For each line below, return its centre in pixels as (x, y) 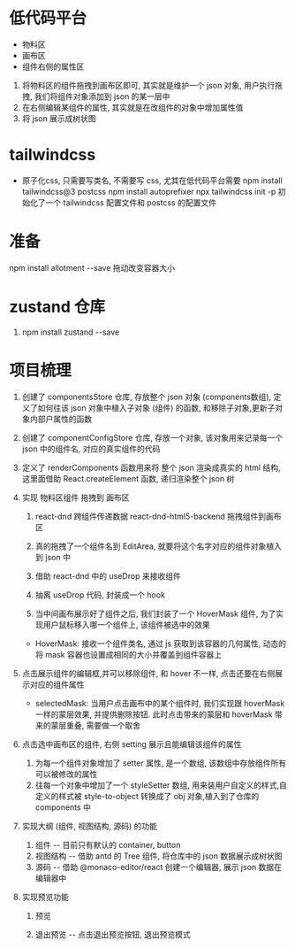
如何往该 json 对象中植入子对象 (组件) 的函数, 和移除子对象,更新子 (156, 407)
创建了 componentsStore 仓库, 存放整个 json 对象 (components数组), (147, 397)
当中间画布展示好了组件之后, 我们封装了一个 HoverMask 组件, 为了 (155, 613)
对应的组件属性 (57, 684)
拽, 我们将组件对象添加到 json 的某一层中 (96, 96)
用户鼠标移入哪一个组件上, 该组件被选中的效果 (126, 624)
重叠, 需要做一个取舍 (103, 725)
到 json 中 (53, 557)
